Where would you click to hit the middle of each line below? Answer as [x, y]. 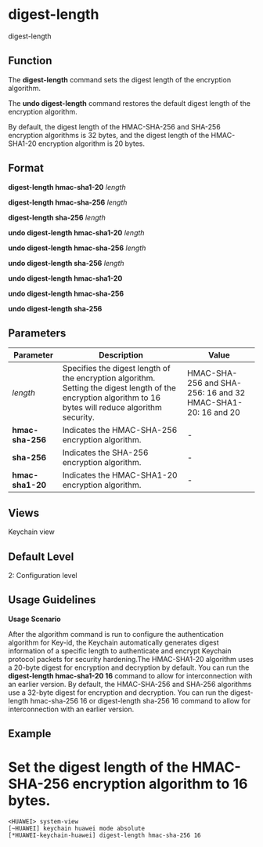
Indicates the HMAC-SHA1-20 [120, 475]
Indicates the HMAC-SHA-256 [120, 431]
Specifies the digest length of [116, 369]
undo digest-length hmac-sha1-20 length [76, 232]
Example [30, 734]
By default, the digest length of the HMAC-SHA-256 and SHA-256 [114, 126]
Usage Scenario [34, 619]
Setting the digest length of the [119, 388]
